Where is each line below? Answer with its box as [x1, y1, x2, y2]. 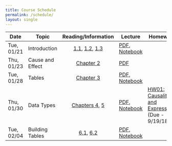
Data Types [28, 102, 56, 109]
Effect [28, 63, 42, 70]
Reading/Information [62, 33, 114, 40]
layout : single [5, 17, 38, 22]
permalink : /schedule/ [5, 12, 54, 17]
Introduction [28, 45, 58, 52]
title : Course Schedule [5, 7, 56, 13]
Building [28, 126, 48, 133]
